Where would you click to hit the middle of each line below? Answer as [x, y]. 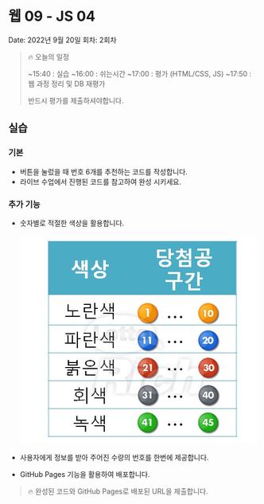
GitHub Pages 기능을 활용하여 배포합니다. [85, 474]
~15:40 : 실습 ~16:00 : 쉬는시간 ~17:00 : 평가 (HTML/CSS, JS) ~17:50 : [140, 73]
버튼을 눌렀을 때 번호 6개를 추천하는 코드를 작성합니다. [104, 171]
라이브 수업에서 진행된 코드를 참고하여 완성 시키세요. [100, 182]
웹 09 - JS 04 [52, 16]
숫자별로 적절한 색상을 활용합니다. [72, 223]
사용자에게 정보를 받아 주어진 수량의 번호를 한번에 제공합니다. [114, 457]
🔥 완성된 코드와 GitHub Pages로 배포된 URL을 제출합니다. [118, 491]
